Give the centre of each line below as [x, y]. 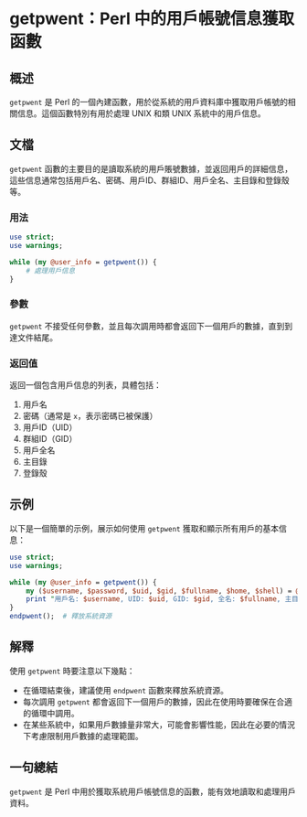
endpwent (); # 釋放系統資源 [61, 617]
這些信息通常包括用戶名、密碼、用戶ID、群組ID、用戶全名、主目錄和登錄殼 [149, 180]
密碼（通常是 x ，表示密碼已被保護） [90, 416]
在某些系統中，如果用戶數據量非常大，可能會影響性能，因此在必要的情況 [159, 725]
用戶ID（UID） [50, 427]
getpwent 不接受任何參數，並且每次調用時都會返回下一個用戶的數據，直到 [147, 326]
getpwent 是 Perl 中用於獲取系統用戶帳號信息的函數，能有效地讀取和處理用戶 [153, 791]
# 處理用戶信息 [51, 271]
